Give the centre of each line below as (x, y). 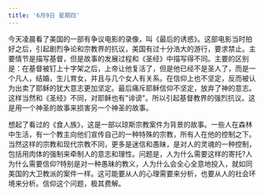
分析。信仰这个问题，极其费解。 (73, 183)
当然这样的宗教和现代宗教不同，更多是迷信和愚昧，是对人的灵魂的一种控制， (132, 144)
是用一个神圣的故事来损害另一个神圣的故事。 (81, 108)
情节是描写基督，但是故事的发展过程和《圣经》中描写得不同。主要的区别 (132, 58)
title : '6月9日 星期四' (44, 15)
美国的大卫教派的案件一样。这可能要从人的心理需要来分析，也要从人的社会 (128, 173)
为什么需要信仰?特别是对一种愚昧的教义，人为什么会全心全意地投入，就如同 (130, 164)
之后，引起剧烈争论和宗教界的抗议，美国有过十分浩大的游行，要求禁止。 (132, 49)
